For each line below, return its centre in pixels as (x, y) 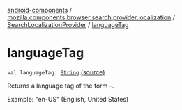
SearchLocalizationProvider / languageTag (68, 25)
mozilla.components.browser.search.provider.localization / (91, 17)
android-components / (39, 10)
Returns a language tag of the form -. (61, 86)
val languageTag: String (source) (56, 72)
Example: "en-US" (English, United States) (68, 99)
